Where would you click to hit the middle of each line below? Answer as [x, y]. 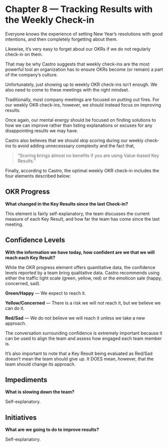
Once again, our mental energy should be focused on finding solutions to [81, 120]
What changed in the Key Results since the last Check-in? [67, 204]
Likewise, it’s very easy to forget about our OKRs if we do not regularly [78, 49]
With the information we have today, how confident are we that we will [80, 252]
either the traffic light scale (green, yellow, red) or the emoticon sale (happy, [83, 278]
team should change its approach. [41, 364]
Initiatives [21, 418]
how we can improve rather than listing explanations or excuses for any [79, 125]
